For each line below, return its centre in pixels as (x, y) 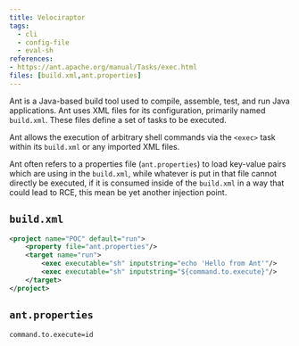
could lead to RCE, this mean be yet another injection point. (118, 192)
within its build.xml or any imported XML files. (95, 146)
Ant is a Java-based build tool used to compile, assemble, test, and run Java (149, 101)
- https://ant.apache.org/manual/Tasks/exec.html (104, 68)
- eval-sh (35, 51)
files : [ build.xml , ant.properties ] (75, 76)
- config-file (43, 42)
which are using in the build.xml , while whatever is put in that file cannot (143, 173)
